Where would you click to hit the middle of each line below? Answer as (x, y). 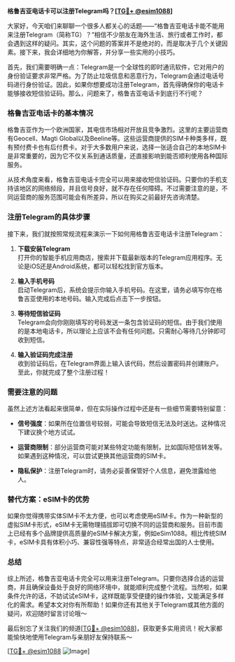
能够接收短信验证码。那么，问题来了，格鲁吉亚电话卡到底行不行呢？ (105, 93)
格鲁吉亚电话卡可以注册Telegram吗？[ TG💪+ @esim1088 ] (90, 11)
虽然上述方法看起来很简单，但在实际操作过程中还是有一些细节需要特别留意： (117, 408)
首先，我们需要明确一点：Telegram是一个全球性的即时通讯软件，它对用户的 (116, 67)
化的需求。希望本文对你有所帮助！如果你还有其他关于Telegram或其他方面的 (116, 605)
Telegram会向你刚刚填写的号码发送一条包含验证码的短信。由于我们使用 (120, 322)
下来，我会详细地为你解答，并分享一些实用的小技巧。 (102, 52)
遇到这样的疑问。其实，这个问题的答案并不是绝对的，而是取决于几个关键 (117, 43)
